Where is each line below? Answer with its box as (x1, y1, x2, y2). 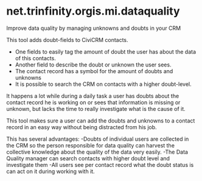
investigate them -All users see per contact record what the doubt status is (6, 161, 194, 168)
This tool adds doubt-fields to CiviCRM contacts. (6, 36, 129, 43)
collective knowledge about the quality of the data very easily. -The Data (6, 148, 189, 155)
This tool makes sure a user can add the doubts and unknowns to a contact (6, 117, 195, 124)
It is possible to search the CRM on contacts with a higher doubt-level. (15, 80, 192, 88)
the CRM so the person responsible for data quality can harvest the (6, 141, 175, 149)
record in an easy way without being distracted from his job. (6, 123, 157, 130)
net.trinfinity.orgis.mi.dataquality (6, 4, 180, 18)
